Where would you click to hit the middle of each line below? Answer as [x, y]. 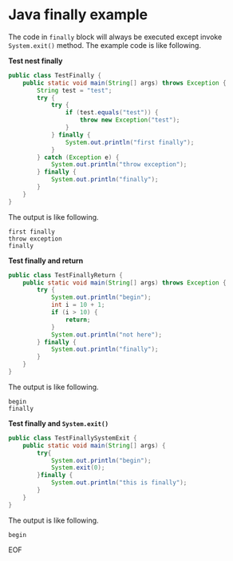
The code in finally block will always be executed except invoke [115, 37]
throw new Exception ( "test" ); [130, 120]
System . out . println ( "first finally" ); [130, 142]
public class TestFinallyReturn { [66, 275]
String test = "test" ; [75, 90]
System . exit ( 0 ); [78, 468]
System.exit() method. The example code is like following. [105, 45]
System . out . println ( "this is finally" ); [119, 483]
